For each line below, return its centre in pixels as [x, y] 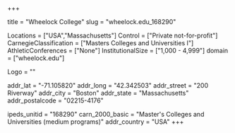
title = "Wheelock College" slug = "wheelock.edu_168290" [92, 22]
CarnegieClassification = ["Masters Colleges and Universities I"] [101, 43]
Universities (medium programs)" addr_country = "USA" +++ [96, 122]
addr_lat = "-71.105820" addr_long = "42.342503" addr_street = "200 [108, 85]
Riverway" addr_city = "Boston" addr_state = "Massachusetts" [98, 93]
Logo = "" [22, 72]
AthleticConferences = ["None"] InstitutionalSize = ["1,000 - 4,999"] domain [118, 51]
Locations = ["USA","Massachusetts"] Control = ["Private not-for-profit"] [113, 35]
